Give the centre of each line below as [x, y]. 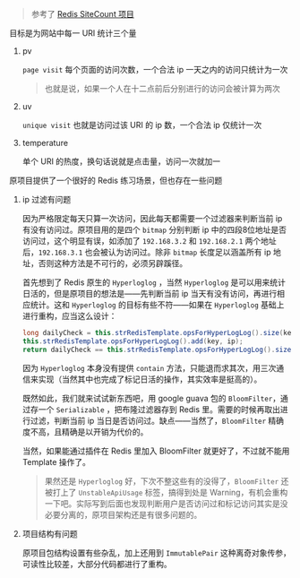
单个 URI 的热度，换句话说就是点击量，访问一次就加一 [121, 161]
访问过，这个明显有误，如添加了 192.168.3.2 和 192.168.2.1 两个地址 [150, 241]
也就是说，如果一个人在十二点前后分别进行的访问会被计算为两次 [162, 88]
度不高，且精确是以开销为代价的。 [85, 431]
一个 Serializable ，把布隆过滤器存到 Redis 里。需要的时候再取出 [159, 409]
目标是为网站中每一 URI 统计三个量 [73, 33]
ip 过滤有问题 [47, 199]
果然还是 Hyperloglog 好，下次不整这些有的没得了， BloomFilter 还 [167, 481]
